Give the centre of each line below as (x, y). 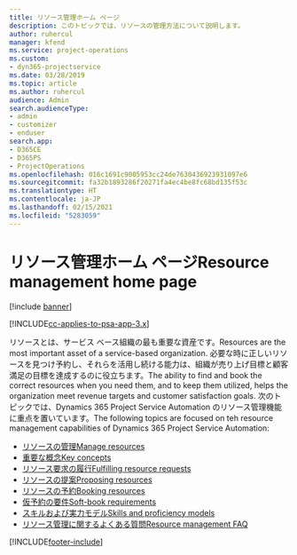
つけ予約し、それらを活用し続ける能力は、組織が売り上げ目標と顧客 (164, 364)
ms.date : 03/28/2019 (47, 75)
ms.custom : (29, 59)
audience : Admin (39, 100)
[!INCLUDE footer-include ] (56, 542)
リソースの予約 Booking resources (83, 490)
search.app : (31, 141)
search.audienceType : (49, 108)
